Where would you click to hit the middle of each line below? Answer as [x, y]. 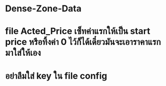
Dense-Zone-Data [43, 9]
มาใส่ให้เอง [23, 53]
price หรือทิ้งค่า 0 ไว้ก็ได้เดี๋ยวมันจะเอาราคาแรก [83, 42]
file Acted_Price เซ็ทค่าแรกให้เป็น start [78, 31]
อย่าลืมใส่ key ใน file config [56, 76]
